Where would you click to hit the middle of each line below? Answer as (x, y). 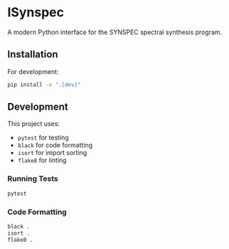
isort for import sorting (52, 153)
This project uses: (34, 124)
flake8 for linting (42, 160)
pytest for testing (43, 138)
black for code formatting (55, 145)
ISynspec (36, 12)
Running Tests (33, 179)
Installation (33, 54)
